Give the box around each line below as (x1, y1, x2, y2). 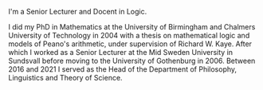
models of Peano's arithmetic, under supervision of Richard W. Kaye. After (8, 39, 253, 49)
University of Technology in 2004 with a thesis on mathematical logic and (8, 31, 250, 40)
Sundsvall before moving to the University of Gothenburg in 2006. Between (8, 56, 256, 65)
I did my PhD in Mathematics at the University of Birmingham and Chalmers (8, 22, 256, 31)
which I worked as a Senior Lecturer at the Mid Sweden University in (8, 48, 234, 57)
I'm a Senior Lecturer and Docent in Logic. (8, 7, 147, 16)
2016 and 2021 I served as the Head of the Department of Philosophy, (8, 65, 237, 74)
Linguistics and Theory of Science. (8, 73, 123, 82)
